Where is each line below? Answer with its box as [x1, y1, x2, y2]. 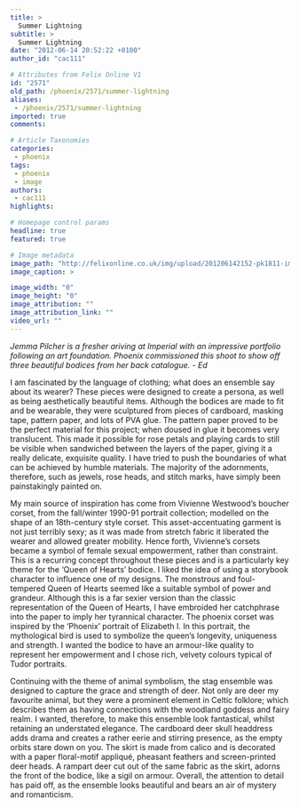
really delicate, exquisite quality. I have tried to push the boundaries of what [10, 452, 287, 463]
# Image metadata [10, 251, 75, 260]
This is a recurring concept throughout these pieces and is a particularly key [10, 555, 289, 565]
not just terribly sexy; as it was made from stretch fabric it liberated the [10, 526, 270, 537]
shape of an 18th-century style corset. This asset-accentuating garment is [10, 516, 282, 527]
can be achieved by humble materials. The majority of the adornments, [10, 461, 270, 472]
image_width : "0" [10, 284, 75, 292]
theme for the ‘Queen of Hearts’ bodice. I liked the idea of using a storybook [10, 563, 289, 574]
